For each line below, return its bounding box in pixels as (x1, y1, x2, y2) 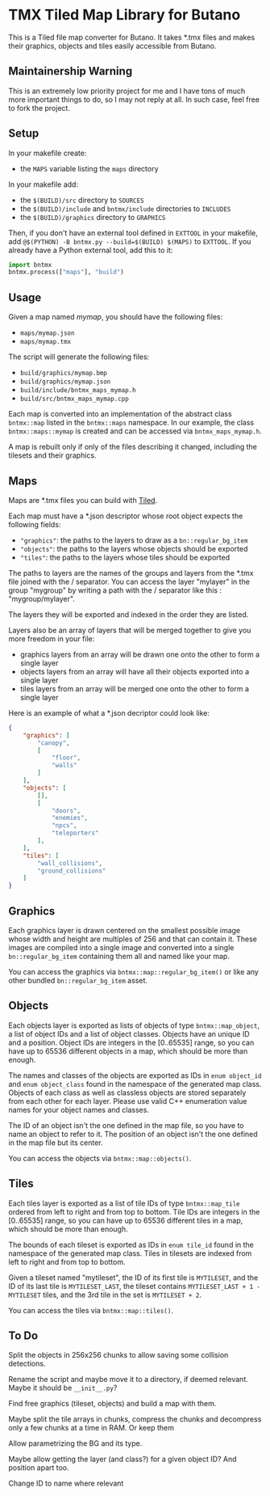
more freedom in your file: (8, 633, 95, 644)
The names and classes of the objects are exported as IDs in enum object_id (8, 1070, 262, 1080)
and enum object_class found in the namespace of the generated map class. (8, 1079, 262, 1088)
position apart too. (8, 1463, 70, 1473)
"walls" (51, 762, 78, 770)
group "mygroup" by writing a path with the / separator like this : (8, 585, 222, 595)
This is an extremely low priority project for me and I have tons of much (8, 86, 246, 95)
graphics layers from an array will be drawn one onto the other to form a (19, 649, 260, 659)
